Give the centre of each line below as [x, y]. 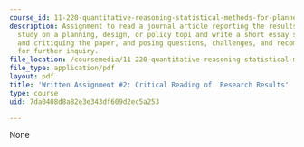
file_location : [38, 60]
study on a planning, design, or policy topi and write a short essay [153, 34]
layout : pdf [32, 77]
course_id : [30, 18]
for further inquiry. [58, 51]
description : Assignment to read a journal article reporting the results [153, 26]
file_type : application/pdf [62, 69]
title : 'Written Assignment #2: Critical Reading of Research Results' [149, 85]
